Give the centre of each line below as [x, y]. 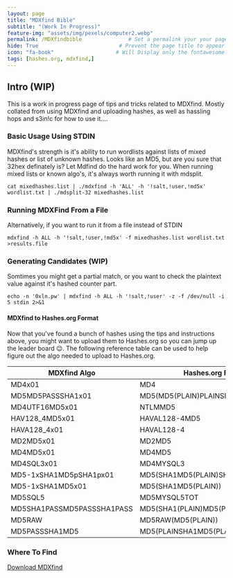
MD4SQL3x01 [34, 463]
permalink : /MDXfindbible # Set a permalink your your [110, 40]
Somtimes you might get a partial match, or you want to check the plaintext [114, 276]
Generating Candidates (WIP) [58, 261]
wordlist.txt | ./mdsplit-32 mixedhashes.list [76, 192]
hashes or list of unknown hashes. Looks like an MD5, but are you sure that [114, 159]
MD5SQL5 [28, 497]
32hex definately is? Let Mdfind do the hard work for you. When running [110, 166]
